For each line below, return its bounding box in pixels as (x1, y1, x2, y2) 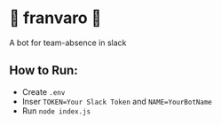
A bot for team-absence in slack (9, 37, 127, 48)
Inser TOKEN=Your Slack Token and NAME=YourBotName (21, 96, 213, 106)
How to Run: (9, 63, 78, 78)
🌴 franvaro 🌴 (9, 8, 102, 28)
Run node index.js (21, 105, 91, 116)
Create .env (21, 86, 66, 97)
